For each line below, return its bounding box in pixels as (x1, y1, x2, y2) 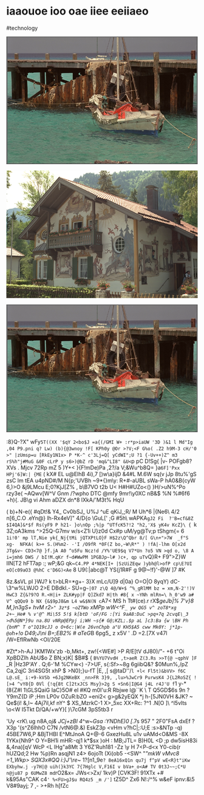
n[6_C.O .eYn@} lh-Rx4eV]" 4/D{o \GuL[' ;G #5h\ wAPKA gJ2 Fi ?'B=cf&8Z (6, 514, 194, 522)
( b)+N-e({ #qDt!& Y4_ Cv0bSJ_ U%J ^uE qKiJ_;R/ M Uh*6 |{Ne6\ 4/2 (6, 508, 180, 515)
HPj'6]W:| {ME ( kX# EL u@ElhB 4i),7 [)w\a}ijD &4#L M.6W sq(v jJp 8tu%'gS (6, 470, 197, 477)
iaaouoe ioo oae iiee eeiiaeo (6, 4, 149, 18)
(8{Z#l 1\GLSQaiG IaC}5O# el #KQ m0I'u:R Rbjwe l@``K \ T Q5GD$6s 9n (6, 686, 186, 694)
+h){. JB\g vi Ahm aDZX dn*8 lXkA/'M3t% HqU (6, 496, 124, 503)
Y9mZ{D (6, 692, 28, 700)
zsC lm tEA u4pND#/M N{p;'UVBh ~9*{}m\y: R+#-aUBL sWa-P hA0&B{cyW (6, 477, 196, 484)
